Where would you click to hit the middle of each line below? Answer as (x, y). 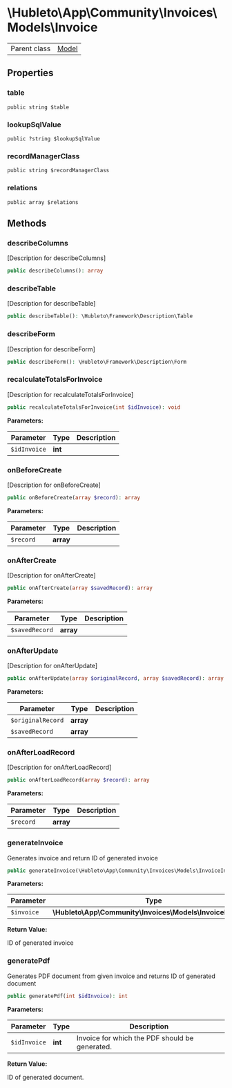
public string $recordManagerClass (58, 171)
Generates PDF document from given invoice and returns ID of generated (112, 976)
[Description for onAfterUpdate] (52, 666)
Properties (30, 73)
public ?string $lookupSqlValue (54, 139)
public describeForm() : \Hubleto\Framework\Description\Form (97, 362)
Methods (27, 223)
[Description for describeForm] (51, 349)
